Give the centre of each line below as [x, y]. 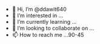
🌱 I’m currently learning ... [44, 22]
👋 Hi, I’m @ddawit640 [39, 9]
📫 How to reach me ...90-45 [48, 35]
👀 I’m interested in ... [38, 15]
